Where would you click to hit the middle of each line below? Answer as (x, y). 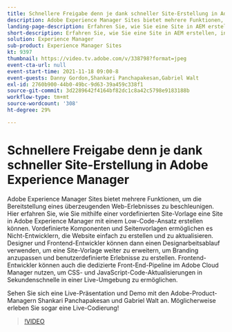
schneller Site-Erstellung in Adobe (108, 165)
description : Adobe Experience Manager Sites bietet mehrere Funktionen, (116, 20)
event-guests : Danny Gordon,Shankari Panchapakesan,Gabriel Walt (103, 78)
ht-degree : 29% (29, 110)
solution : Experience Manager (51, 39)
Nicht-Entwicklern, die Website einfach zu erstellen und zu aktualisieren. (110, 235)
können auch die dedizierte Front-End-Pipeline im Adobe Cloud (128, 265)
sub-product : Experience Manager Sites (65, 46)
